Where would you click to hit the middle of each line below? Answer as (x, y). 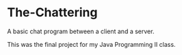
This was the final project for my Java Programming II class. (91, 44)
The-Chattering (52, 13)
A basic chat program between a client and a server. (81, 31)
